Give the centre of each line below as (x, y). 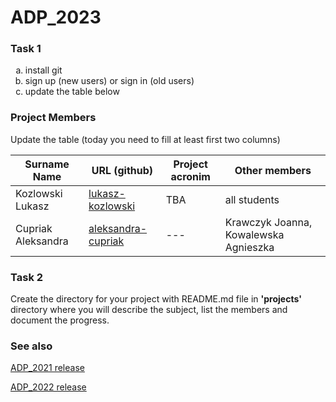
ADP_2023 (56, 17)
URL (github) (122, 170)
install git (43, 70)
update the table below (72, 92)
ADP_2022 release (48, 387)
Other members (273, 170)
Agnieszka (249, 247)
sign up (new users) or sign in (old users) (109, 81)
